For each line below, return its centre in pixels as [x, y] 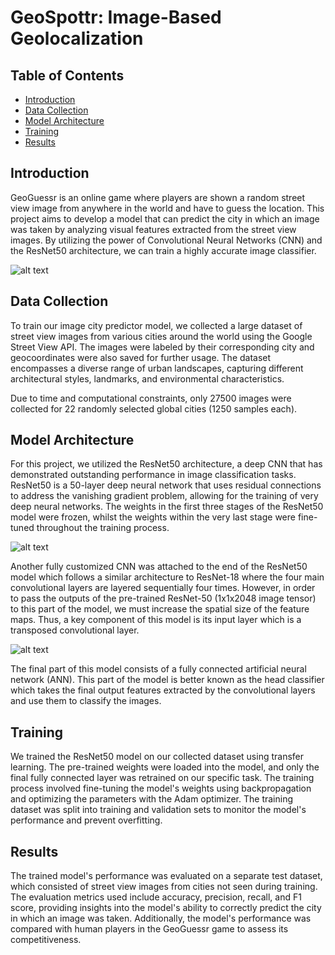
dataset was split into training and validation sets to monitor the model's [158, 810]
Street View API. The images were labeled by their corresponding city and [162, 347]
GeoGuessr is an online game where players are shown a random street [158, 197]
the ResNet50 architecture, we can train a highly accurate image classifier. [163, 250]
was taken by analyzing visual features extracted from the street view [153, 229]
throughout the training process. [103, 528]
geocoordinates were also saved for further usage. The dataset [141, 357]
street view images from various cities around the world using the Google [161, 336]
